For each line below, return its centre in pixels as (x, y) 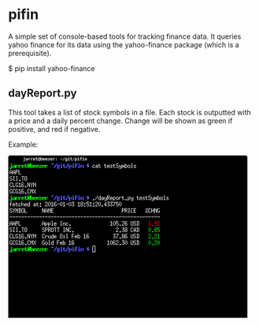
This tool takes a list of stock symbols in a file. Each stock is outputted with (130, 112)
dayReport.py (43, 94)
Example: (23, 144)
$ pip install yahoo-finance (52, 68)
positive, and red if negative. (54, 129)
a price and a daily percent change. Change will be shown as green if (120, 121)
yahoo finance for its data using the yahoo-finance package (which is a (124, 44)
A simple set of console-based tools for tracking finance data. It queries (125, 36)
